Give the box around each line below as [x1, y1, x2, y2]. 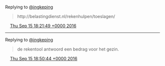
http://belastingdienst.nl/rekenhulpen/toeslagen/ [17, 14, 115, 19]
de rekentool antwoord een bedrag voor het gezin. [17, 46, 119, 52]
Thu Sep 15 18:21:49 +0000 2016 [9, 23, 77, 29]
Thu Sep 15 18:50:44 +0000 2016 [9, 56, 78, 61]
